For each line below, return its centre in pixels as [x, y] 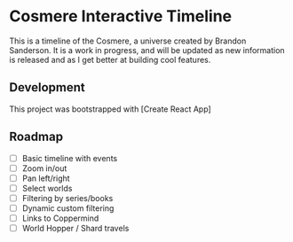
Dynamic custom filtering [68, 208]
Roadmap [36, 137]
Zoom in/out [44, 168]
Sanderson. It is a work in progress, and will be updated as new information [147, 50]
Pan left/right [46, 178]
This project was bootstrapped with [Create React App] [110, 109]
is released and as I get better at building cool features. [110, 59]
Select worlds [47, 188]
